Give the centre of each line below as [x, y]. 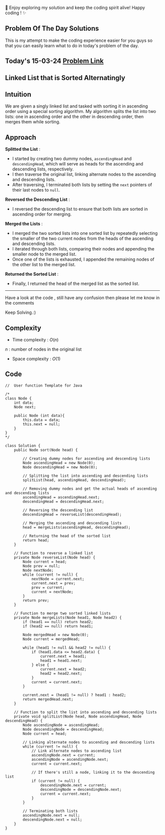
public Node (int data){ [39, 416]
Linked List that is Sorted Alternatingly [65, 78]
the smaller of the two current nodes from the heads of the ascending [83, 239]
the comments [20, 303]
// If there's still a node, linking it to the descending [93, 772]
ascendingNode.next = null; [51, 815]
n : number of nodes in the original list [43, 349]
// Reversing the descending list [58, 510]
